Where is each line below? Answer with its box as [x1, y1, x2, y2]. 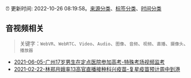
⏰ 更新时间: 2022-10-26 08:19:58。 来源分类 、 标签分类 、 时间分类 [5, 5, 162, 12]
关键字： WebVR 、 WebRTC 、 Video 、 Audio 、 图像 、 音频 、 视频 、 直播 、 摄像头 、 [19, 40, 189, 47]
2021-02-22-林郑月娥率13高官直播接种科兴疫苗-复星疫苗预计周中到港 [13, 65, 181, 72]
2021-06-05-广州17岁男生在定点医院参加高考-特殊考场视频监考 [13, 58, 165, 65]
